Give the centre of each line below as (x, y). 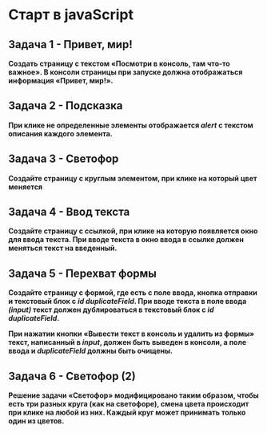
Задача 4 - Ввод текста (69, 212)
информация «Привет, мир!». (61, 81)
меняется (25, 187)
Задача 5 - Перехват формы (83, 273)
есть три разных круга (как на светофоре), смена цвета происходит (129, 404)
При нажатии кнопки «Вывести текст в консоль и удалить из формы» (132, 334)
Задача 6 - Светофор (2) (72, 376)
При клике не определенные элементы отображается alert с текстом (131, 125)
